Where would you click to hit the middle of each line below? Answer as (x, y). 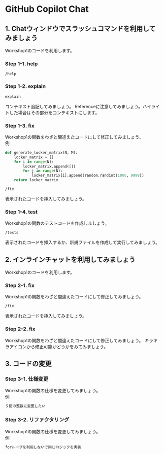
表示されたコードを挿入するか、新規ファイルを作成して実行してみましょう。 (82, 243)
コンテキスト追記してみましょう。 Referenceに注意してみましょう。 (74, 106)
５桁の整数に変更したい (25, 406)
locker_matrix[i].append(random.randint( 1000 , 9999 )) (88, 176)
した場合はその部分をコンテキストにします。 (54, 113)
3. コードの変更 (28, 364)
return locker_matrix (36, 180)
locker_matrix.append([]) (49, 166)
